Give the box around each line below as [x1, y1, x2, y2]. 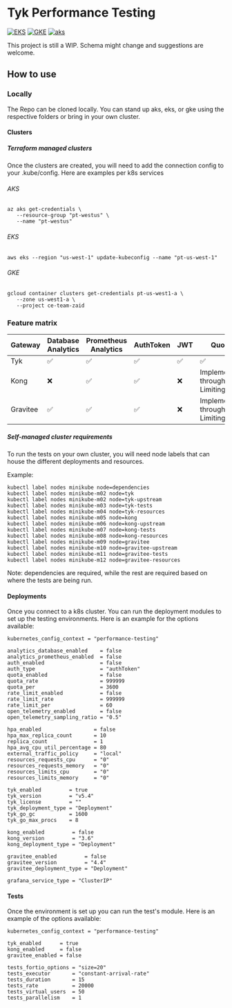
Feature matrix [7, 318, 57, 328]
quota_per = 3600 [7, 684, 119, 691]
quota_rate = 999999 [7, 678, 126, 685]
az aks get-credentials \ [7, 206, 81, 213]
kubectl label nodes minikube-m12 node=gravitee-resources [7, 557, 181, 564]
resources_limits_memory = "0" [7, 774, 110, 782]
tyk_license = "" [7, 799, 81, 806]
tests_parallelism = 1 [7, 994, 81, 1002]
